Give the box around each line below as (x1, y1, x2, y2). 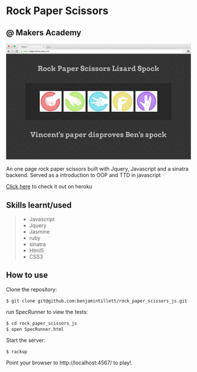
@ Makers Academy (6, 28, 81, 38)
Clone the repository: (6, 285, 57, 293)
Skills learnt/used (6, 200, 72, 210)
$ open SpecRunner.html (6, 326, 64, 332)
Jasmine (29, 228, 50, 235)
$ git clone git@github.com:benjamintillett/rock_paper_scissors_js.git (6, 298, 188, 304)
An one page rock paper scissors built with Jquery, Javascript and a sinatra (6, 165, 189, 172)
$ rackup (6, 348, 28, 354)
